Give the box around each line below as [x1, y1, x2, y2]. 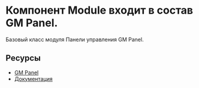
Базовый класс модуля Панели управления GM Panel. [5, 36, 144, 43]
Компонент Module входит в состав [5, 4, 193, 17]
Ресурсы [5, 53, 41, 63]
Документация [14, 75, 53, 82]
